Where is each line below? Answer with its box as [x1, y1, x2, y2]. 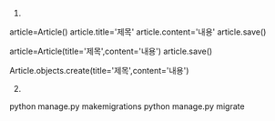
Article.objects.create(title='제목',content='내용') [9, 66, 189, 76]
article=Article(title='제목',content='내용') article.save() [9, 45, 213, 56]
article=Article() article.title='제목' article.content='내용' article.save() [9, 26, 267, 37]
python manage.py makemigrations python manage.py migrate [9, 101, 245, 112]
